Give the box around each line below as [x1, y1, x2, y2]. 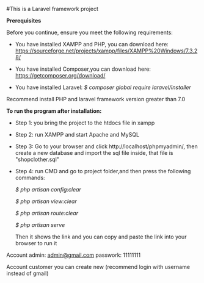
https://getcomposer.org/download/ [15, 72, 106, 79]
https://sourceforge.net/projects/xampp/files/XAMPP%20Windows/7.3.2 [15, 47, 198, 54]
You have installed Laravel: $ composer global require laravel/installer [15, 84, 191, 91]
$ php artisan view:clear [15, 198, 78, 205]
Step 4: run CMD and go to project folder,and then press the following [15, 168, 191, 174]
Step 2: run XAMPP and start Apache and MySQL [15, 131, 139, 138]
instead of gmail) [6, 270, 49, 277]
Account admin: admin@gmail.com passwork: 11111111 [6, 251, 141, 259]
